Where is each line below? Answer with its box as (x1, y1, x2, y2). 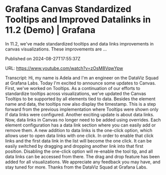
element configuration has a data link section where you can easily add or (5, 122, 156, 128)
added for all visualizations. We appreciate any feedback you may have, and (5, 159, 161, 165)
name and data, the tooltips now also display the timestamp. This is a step (5, 101, 156, 107)
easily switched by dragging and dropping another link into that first (5, 143, 144, 149)
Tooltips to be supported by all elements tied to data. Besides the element (5, 95, 156, 102)
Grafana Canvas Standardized (5, 3, 131, 15)
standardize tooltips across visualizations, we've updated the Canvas (5, 90, 146, 96)
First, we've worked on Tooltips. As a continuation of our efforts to (5, 85, 140, 91)
